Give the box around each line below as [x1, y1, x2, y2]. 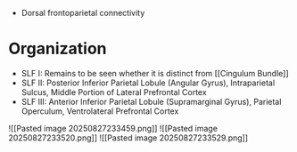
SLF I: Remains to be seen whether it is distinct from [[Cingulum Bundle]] [21, 68, 289, 78]
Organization [8, 39, 107, 59]
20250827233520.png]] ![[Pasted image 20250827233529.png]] [8, 132, 249, 143]
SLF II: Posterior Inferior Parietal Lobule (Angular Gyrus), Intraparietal [21, 77, 276, 88]
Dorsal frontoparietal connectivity [21, 8, 145, 18]
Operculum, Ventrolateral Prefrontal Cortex [21, 106, 179, 116]
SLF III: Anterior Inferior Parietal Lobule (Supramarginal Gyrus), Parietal [21, 96, 282, 107]
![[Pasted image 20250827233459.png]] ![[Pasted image [8, 123, 218, 133]
